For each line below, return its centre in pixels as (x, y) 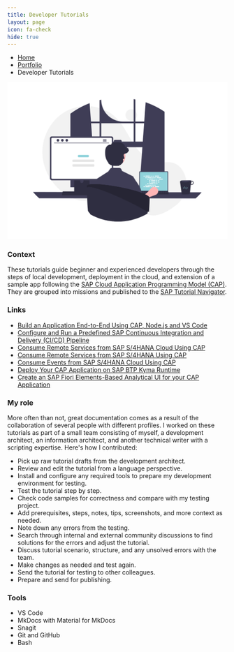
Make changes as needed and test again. (76, 565)
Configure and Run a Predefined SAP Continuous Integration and (111, 332)
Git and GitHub (39, 635)
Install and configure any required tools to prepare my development (114, 475)
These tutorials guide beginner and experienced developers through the (111, 269)
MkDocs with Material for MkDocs (66, 621)
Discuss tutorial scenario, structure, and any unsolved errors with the (117, 550)
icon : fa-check (29, 29)
